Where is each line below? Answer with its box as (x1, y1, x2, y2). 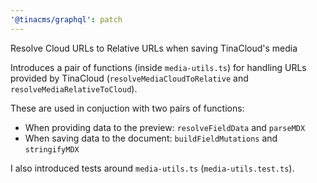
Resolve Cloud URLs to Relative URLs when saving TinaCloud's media (10, 42, 298, 54)
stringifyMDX (24, 144, 80, 155)
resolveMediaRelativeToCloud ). (10, 82, 138, 95)
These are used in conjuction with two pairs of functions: (10, 102, 245, 114)
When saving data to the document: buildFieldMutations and (24, 132, 278, 144)
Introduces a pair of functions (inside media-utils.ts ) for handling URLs (10, 61, 307, 73)
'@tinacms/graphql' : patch (10, 14, 123, 25)
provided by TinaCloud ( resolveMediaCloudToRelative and (10, 72, 249, 84)
